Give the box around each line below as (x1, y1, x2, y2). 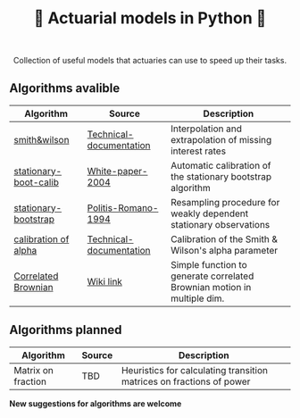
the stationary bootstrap (171, 170, 272, 182)
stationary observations (171, 218, 271, 230)
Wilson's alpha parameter (171, 244, 279, 256)
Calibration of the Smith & (171, 232, 279, 245)
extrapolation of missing (171, 133, 272, 146)
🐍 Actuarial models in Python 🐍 (33, 8, 267, 29)
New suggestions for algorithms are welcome (9, 397, 182, 409)
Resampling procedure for (171, 196, 280, 208)
